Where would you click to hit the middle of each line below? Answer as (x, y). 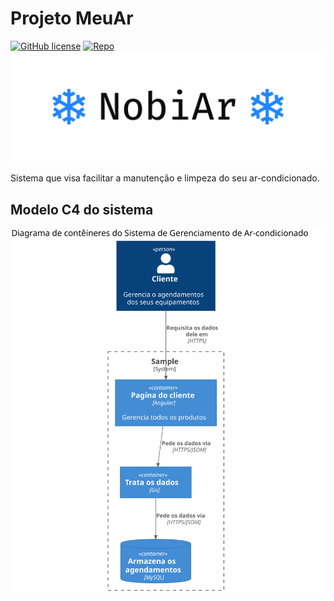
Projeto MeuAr (72, 18)
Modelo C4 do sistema (82, 209)
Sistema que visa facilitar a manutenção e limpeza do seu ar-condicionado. (165, 178)
